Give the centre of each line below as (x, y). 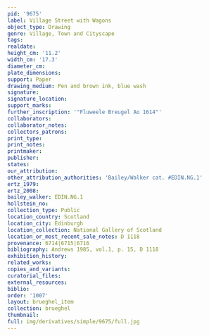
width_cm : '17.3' (33, 60)
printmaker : (25, 151)
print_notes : (26, 145)
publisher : (23, 158)
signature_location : (38, 99)
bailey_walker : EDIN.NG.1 (45, 197)
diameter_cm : (26, 66)
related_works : (30, 263)
